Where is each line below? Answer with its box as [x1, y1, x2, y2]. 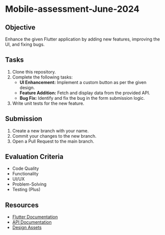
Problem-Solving [12, 181, 47, 187]
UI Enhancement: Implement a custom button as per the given [19, 79, 147, 85]
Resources [5, 201, 39, 209]
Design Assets [12, 225, 42, 231]
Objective [5, 23, 36, 32]
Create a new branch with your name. [12, 127, 89, 134]
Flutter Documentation [12, 214, 58, 220]
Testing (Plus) [12, 187, 41, 193]
